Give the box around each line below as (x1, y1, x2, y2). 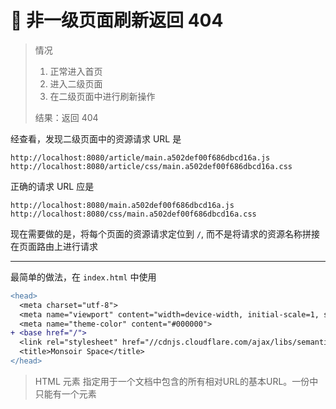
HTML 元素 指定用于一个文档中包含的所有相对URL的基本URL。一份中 (34, 375, 319, 387)
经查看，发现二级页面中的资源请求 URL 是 (10, 132, 182, 145)
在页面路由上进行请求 (10, 240, 98, 252)
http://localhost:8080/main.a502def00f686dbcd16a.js (10, 200, 235, 210)
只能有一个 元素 (34, 387, 97, 400)
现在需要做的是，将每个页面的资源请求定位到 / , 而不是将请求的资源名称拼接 (10, 227, 321, 240)
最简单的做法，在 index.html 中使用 (10, 271, 157, 283)
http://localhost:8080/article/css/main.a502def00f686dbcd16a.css (10, 161, 293, 171)
